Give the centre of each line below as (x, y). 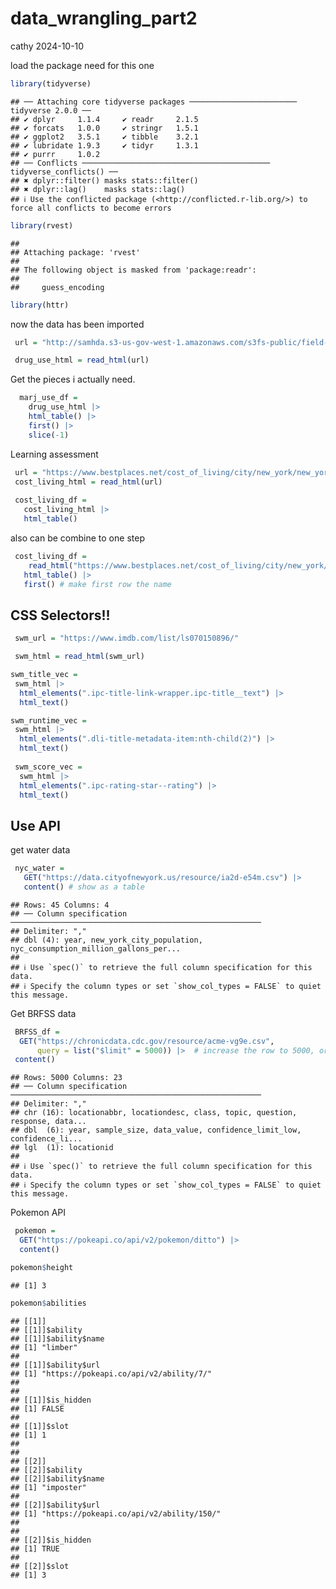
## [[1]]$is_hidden (51, 1400)
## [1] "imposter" (48, 1487)
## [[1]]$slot (40, 1426)
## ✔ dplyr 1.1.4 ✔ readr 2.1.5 (104, 119)
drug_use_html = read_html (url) (82, 360)
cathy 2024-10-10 (47, 46)
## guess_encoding (57, 287)
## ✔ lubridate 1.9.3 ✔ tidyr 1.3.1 (104, 145)
